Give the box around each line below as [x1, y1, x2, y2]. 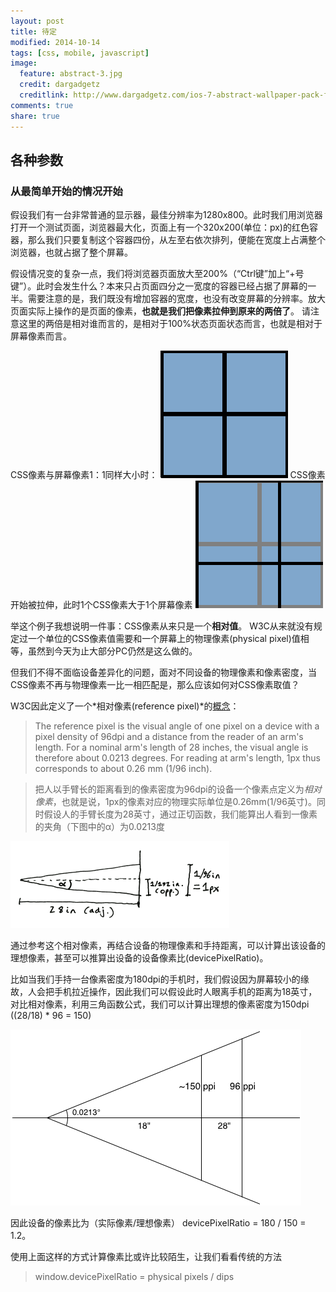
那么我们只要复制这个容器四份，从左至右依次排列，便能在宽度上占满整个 [27, 234, 326, 246]
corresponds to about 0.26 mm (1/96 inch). [34, 763, 213, 775]
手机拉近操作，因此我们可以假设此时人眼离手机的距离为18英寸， [53, 986, 318, 998]
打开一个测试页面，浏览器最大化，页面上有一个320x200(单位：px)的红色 [10, 221, 310, 234]
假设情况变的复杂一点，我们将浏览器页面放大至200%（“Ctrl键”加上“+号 [10, 268, 305, 280]
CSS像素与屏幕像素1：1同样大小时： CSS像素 [10, 469, 326, 481]
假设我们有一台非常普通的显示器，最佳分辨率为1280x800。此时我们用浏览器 [10, 209, 323, 221]
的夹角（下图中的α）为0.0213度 [34, 821, 165, 833]
